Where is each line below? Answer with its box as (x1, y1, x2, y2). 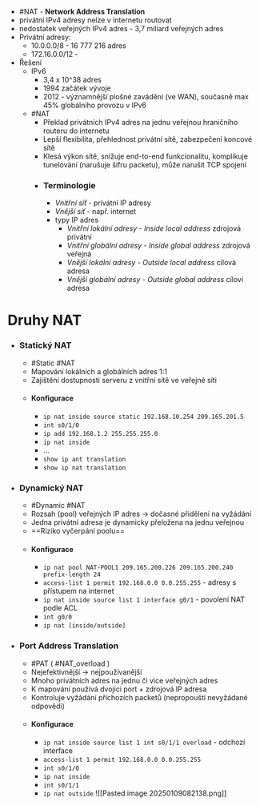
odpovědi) (30, 701, 66, 711)
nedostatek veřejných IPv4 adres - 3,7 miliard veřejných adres (18, 24, 224, 33)
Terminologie (42, 179, 97, 191)
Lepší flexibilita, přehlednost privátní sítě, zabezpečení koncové (42, 135, 253, 143)
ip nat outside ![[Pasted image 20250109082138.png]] (42, 788, 227, 798)
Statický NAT (18, 340, 72, 351)
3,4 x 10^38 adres (42, 75, 102, 84)
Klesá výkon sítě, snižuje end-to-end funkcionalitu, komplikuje (42, 151, 249, 161)
